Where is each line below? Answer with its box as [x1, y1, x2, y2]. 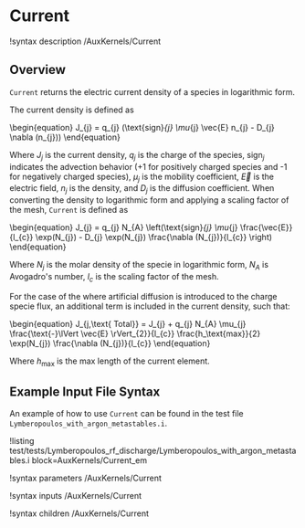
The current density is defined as [9, 104, 134, 115]
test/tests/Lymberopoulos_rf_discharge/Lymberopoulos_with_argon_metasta [9, 445, 297, 457]
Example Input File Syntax [9, 384, 161, 399]
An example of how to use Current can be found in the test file [9, 408, 244, 419]
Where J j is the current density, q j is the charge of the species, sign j [9, 149, 265, 163]
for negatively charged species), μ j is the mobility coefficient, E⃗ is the [9, 171, 274, 184]
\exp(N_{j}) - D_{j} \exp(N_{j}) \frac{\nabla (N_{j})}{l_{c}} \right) [35, 232, 272, 243]
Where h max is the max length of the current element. [9, 355, 210, 368]
